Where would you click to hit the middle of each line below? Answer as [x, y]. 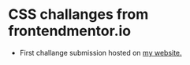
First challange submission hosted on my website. [101, 52]
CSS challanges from [78, 14]
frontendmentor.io [70, 31]
